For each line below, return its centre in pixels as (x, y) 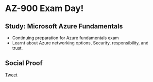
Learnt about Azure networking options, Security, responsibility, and (80, 43)
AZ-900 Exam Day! (44, 8)
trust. (17, 48)
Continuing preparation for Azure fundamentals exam (65, 38)
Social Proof (24, 63)
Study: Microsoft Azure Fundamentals (64, 26)
